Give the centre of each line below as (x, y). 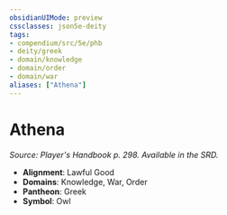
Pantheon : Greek (54, 192)
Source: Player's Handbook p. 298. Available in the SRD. (114, 154)
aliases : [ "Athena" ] (48, 85)
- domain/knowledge (46, 60)
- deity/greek (36, 51)
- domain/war (34, 77)
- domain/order (38, 69)
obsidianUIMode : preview (56, 18)
